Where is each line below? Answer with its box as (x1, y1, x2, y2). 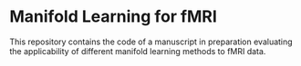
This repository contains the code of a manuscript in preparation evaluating (9, 36, 294, 47)
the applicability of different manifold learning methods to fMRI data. (9, 45, 266, 56)
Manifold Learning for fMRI (9, 6, 217, 27)
